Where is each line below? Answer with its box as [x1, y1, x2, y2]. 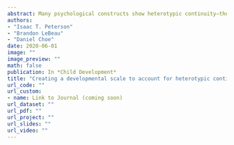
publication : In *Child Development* [7, 68, 117, 75]
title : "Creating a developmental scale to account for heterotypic [7, 75, 210, 82]
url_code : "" [7, 82, 45, 89]
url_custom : [7, 88, 42, 95]
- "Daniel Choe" [7, 36, 54, 43]
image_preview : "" [7, 56, 61, 63]
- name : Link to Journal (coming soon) [7, 95, 123, 102]
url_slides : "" [7, 120, 52, 128]
